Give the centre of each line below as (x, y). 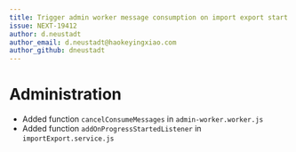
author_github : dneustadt (57, 51)
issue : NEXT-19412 (43, 26)
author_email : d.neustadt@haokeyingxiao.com (93, 42)
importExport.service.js (68, 139)
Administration (65, 95)
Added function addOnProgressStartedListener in (112, 129)
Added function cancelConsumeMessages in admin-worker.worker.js (143, 119)
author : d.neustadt (45, 34)
